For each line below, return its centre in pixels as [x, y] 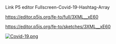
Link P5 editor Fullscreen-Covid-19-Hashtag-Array [57, 7]
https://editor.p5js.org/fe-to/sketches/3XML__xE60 [58, 26]
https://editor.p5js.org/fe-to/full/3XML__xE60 [52, 17]
